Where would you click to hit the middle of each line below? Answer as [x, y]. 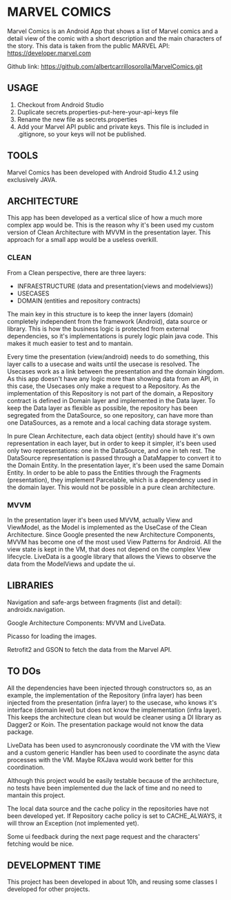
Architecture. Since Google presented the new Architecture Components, [111, 534]
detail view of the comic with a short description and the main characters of [114, 38]
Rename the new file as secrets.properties [77, 119]
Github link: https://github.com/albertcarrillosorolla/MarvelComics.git [105, 66]
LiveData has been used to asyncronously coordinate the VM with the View [114, 745]
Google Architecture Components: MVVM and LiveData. [87, 623]
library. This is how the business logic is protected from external [98, 329]
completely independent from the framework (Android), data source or [108, 321]
